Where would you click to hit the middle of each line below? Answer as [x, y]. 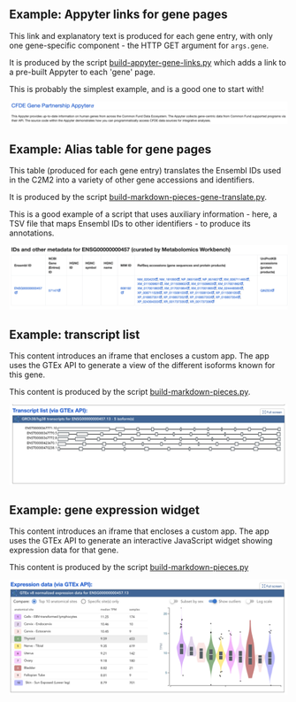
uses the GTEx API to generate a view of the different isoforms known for [142, 365]
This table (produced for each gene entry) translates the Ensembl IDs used [145, 170]
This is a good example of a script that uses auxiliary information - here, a [144, 214]
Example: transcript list [75, 334]
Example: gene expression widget [105, 509]
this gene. [27, 374]
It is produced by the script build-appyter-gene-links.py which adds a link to [148, 62]
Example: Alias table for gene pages [110, 149]
